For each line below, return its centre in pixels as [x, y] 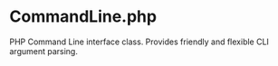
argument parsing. [44, 51]
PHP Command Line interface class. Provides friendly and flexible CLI [139, 42]
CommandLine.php [83, 17]
